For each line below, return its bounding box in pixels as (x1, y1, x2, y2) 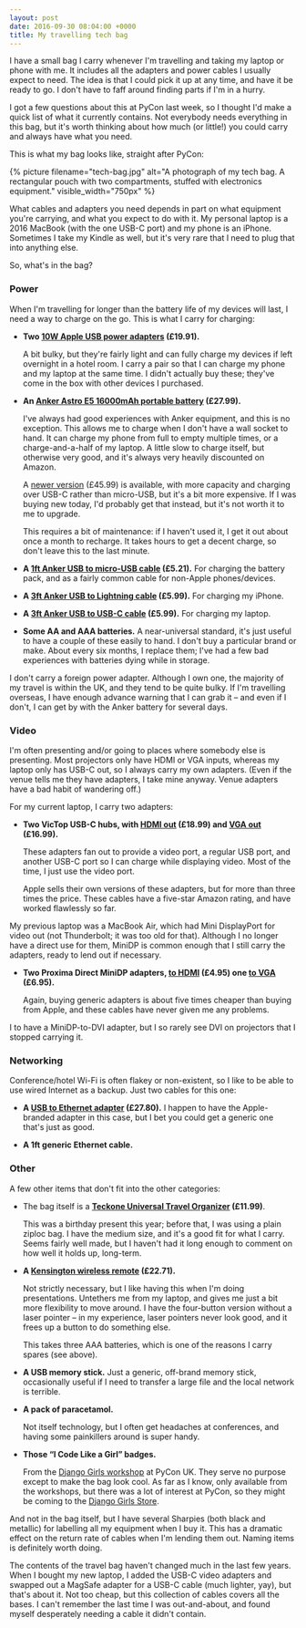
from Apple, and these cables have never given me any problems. (22, 1004, 270, 1015)
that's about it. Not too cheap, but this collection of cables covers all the (9, 1589, 280, 1600)
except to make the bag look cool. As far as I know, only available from (22, 1476, 288, 1487)
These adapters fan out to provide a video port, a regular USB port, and (22, 845, 291, 857)
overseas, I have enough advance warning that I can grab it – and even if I (9, 691, 287, 702)
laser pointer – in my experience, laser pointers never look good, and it (22, 1312, 288, 1322)
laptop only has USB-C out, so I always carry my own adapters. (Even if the (9, 763, 292, 775)
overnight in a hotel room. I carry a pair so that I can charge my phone (22, 358, 285, 369)
